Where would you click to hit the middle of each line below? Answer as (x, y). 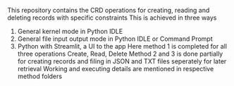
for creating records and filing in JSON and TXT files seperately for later (122, 61)
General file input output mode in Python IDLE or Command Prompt (115, 39)
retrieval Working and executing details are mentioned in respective (116, 69)
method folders (39, 76)
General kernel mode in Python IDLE (70, 31)
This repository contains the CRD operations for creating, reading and (109, 10)
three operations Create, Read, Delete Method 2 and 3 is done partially (120, 54)
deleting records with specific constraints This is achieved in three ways (112, 18)
